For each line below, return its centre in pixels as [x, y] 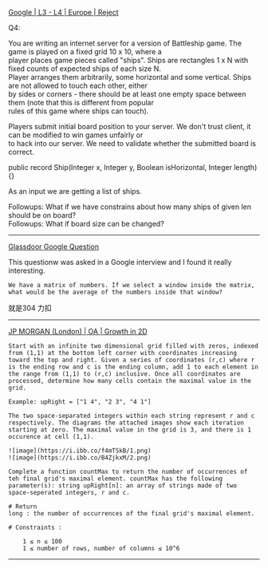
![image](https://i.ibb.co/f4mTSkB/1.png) [80, 451]
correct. [21, 152]
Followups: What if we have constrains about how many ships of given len [130, 207]
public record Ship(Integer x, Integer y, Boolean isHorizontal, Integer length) [133, 167]
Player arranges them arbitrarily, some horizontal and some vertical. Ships [130, 77]
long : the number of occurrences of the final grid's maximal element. [132, 514]
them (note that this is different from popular [81, 103]
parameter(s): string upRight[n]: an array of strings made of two [123, 486]
